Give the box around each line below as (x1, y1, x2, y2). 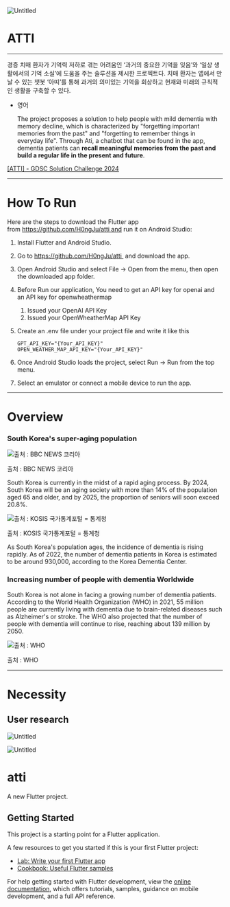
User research (7, 714, 69, 726)
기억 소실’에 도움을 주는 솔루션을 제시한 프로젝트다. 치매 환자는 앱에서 (30, 69, 215, 77)
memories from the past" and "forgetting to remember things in (16, 129, 196, 137)
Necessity (7, 686, 66, 702)
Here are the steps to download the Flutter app (7, 217, 139, 226)
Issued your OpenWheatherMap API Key (27, 313, 142, 322)
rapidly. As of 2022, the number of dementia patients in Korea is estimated (7, 550, 217, 559)
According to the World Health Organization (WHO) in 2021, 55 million (7, 598, 204, 606)
